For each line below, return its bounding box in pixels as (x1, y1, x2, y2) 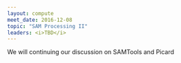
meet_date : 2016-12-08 (7, 16, 73, 23)
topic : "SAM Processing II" (7, 23, 88, 29)
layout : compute (7, 10, 54, 17)
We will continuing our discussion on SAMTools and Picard (7, 48, 175, 56)
